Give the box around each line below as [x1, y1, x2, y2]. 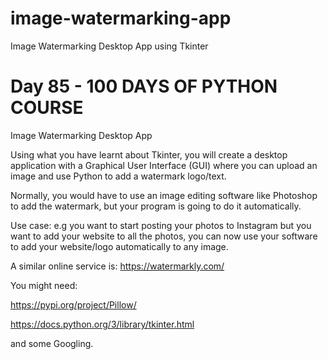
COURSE [10, 97, 84, 119]
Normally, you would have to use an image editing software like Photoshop [10, 189, 318, 201]
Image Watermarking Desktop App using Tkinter [10, 40, 209, 52]
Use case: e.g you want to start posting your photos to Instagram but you [10, 219, 312, 231]
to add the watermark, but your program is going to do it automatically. [10, 200, 302, 212]
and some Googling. [10, 337, 94, 349]
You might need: [10, 279, 78, 291]
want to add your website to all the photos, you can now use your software [10, 230, 318, 242]
